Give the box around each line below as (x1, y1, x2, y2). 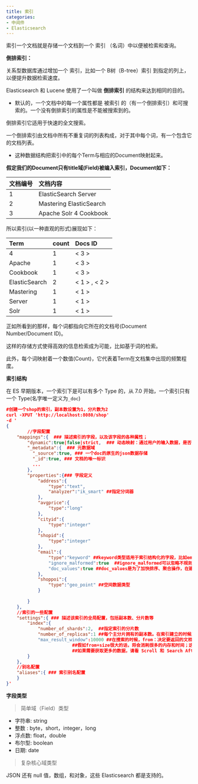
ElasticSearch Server (38, 190, 97, 198)
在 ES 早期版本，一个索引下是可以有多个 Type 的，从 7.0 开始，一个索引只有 (6, 387, 190, 395)
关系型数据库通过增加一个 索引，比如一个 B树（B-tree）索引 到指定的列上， (6, 67, 190, 74)
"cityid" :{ (37, 516, 65, 522)
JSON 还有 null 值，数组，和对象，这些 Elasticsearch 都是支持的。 (6, 772, 167, 779)
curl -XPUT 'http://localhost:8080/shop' (6, 412, 110, 419)
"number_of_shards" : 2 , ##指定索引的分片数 (37, 626, 140, 632)
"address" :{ (37, 478, 67, 484)
